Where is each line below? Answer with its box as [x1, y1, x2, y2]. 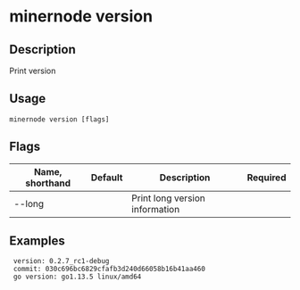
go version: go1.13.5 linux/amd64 [12, 272, 142, 282]
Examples [9, 234, 65, 249]
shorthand [25, 177, 71, 189]
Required [246, 171, 287, 184]
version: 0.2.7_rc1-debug [12, 257, 110, 266]
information [131, 203, 180, 215]
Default [90, 171, 123, 184]
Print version [9, 65, 56, 76]
